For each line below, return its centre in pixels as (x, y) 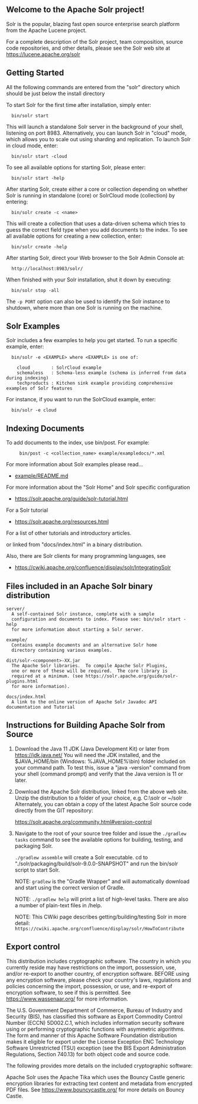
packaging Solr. (34, 846)
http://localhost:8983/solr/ (47, 268)
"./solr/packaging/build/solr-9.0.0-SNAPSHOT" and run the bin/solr (96, 863)
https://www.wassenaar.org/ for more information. (67, 999)
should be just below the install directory (56, 93)
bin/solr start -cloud (39, 156)
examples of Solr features (39, 389)
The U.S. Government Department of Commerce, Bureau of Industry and (94, 1010)
